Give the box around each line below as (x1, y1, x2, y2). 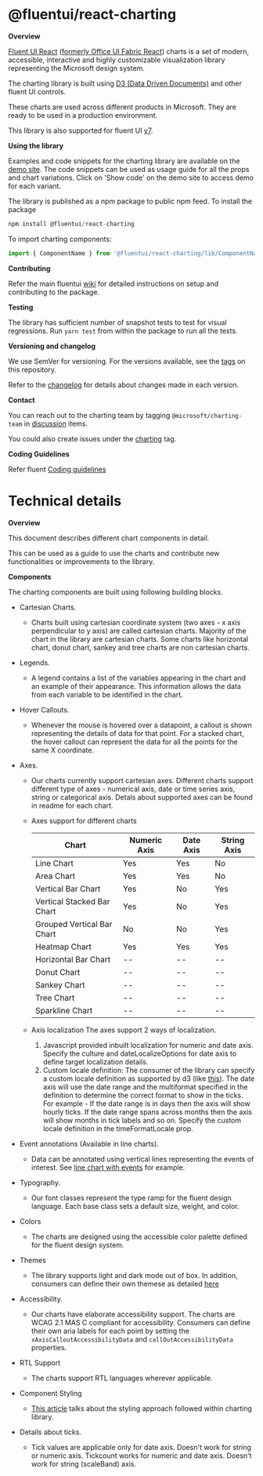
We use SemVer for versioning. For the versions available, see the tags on (8, 356, 246, 366)
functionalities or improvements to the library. (8, 556, 155, 566)
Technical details (8, 492, 122, 510)
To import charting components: (8, 234, 112, 244)
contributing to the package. (8, 287, 100, 296)
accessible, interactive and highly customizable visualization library (8, 55, 225, 64)
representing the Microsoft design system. (8, 63, 145, 72)
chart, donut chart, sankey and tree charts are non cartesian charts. (31, 643, 250, 652)
